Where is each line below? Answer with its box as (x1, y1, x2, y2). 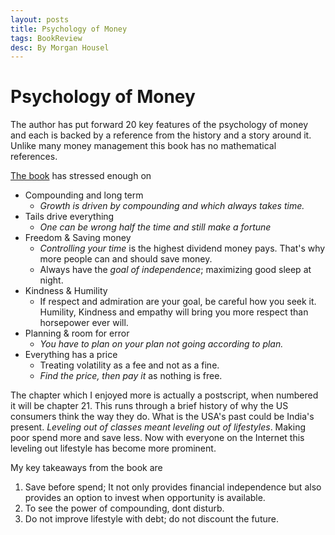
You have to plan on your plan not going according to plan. (39, 338, 284, 350)
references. (10, 151, 58, 163)
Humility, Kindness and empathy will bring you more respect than (39, 306, 309, 318)
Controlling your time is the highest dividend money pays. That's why (39, 242, 326, 255)
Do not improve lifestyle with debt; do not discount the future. (24, 513, 279, 525)
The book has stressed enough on (10, 170, 152, 182)
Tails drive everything (24, 211, 115, 223)
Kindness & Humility (24, 285, 108, 297)
